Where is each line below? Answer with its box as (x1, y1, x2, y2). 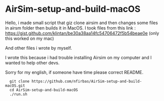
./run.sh (9, 92, 28, 97)
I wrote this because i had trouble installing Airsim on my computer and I (5, 54, 152, 60)
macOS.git (5, 83, 26, 88)
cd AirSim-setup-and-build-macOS (9, 87, 78, 92)
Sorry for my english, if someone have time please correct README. (5, 69, 144, 75)
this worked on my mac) (5, 35, 54, 41)
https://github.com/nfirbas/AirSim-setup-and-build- (31, 79, 142, 84)
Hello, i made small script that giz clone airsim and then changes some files (5, 20, 158, 26)
